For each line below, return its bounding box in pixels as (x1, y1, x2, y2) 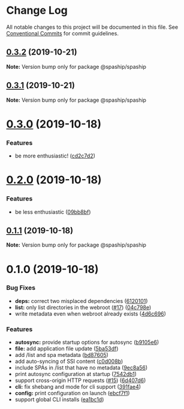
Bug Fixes (6, 284, 36, 292)
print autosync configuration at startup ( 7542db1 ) (14, 371, 137, 378)
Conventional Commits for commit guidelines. (6, 29, 119, 37)
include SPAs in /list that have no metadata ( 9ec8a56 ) (14, 364, 148, 371)
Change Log (6, 4, 68, 17)
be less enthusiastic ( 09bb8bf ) (14, 208, 91, 216)
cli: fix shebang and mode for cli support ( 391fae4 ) (14, 383, 141, 390)
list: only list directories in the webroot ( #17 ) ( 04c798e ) (14, 304, 152, 311)
